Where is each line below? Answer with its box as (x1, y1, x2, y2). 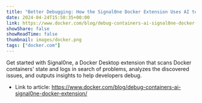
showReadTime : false (6, 31, 58, 37)
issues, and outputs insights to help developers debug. (6, 72, 142, 79)
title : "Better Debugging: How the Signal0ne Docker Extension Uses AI (6, 8, 189, 15)
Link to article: (14, 83, 50, 90)
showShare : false (6, 25, 50, 32)
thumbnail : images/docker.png (6, 37, 82, 43)
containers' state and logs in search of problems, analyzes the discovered (6, 65, 189, 72)
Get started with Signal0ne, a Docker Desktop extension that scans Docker (6, 58, 192, 66)
